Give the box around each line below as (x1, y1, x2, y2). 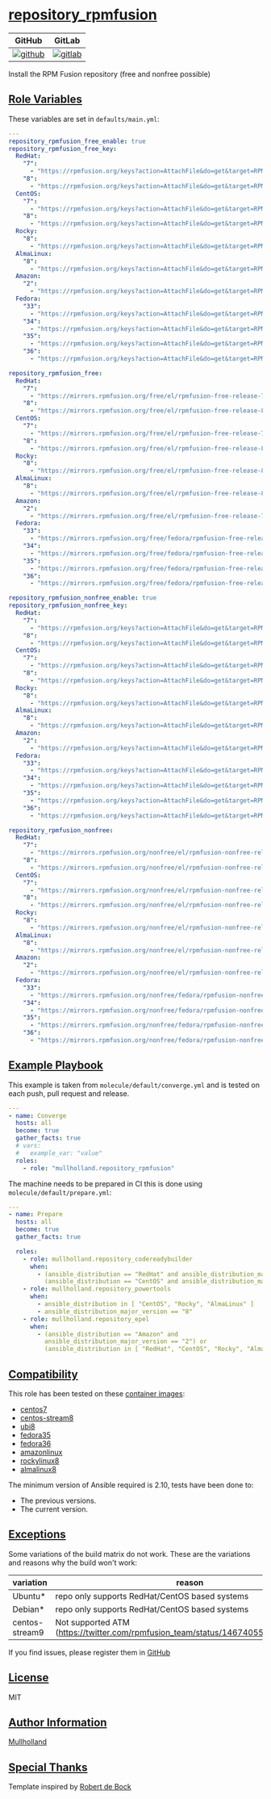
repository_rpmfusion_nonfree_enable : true (8, 594, 157, 602)
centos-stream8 (19, 1413, 74, 1422)
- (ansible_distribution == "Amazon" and (37, 1330, 179, 1338)
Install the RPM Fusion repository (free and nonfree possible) (8, 69, 211, 78)
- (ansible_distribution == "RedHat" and (37, 1270, 179, 1278)
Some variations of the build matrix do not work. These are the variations (8, 1549, 251, 1558)
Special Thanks (8, 1760, 88, 1774)
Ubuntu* (12, 1590, 46, 1601)
